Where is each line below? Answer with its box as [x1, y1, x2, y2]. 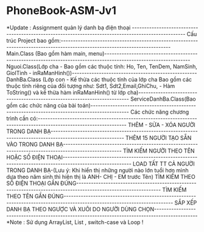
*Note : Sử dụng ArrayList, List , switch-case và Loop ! [6, 218, 144, 226]
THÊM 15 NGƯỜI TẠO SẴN [125, 134, 192, 141]
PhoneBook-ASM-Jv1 [6, 4, 117, 18]
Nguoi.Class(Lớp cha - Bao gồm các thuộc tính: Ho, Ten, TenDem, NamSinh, [6, 62, 198, 70]
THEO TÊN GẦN [6, 192, 47, 200]
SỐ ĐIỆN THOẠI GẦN [6, 179, 59, 187]
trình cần [6, 114, 29, 122]
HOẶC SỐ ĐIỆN [6, 153, 45, 161]
